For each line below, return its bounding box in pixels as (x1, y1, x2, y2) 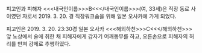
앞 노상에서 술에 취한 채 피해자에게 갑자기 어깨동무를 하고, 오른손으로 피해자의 (6, 33, 188, 40)
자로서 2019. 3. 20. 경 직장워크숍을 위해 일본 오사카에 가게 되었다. (22, 13, 177, 20)
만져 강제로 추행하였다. (17, 40, 71, 47)
